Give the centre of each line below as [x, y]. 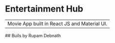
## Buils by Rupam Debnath [33, 35]
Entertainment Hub [44, 9]
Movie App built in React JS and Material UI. [57, 24]
